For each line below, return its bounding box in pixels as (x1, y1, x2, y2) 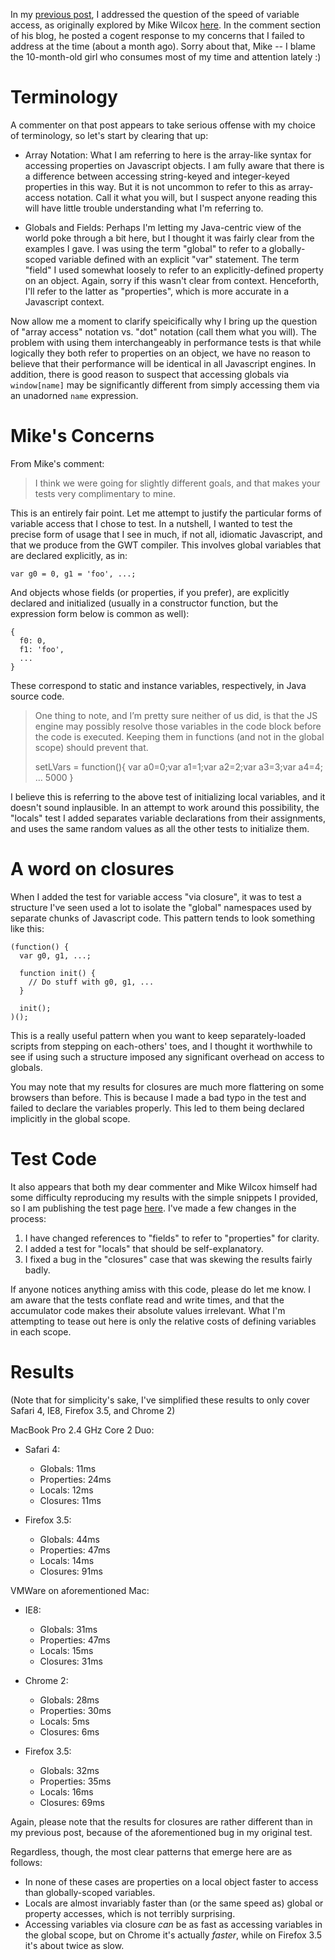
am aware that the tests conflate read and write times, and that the (10, 1294, 285, 1306)
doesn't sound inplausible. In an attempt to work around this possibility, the (10, 801, 320, 813)
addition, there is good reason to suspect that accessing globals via (10, 368, 290, 380)
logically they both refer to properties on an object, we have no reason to (10, 347, 311, 359)
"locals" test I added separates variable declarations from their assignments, (10, 812, 326, 824)
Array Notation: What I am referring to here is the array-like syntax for (24, 149, 312, 161)
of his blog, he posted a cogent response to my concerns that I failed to (10, 30, 305, 41)
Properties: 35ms (39, 1775, 112, 1787)
